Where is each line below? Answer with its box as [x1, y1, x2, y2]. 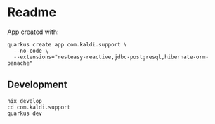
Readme [7, 4, 57, 20]
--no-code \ [13, 47, 49, 54]
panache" [7, 59, 33, 67]
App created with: [7, 27, 59, 36]
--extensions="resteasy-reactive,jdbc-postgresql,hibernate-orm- [13, 54, 209, 61]
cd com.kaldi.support [7, 104, 71, 111]
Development [7, 79, 68, 91]
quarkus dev [7, 110, 42, 117]
